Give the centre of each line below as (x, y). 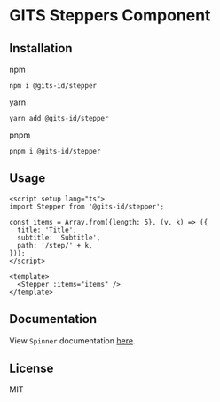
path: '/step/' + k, (55, 245)
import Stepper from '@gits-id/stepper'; (87, 206)
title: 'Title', (47, 230)
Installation (41, 48)
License (31, 369)
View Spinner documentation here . (72, 340)
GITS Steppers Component (110, 16)
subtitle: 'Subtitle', (59, 237)
